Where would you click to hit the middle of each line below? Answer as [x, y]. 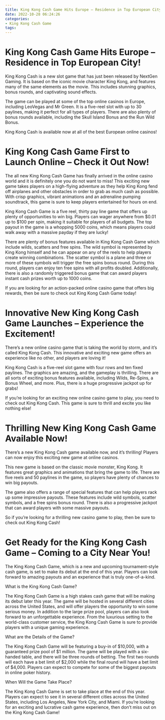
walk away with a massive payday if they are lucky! [57, 232]
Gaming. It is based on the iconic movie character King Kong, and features [80, 82]
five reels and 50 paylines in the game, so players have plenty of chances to [82, 477]
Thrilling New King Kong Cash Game [81, 428]
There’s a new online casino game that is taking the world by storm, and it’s [81, 347]
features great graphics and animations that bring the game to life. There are [82, 472]
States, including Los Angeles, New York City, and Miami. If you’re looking [80, 702]
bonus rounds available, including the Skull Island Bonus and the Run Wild [80, 117]
